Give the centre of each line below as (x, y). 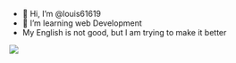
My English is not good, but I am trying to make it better (124, 32)
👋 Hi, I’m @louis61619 (61, 14)
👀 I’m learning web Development (82, 23)
